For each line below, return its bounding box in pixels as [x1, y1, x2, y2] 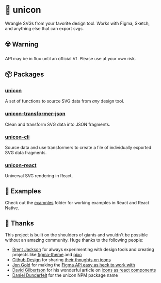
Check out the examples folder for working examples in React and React [5, 200, 149, 206]
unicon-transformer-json [5, 110, 65, 117]
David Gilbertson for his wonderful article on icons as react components [12, 267, 156, 273]
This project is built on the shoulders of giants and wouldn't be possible [5, 232, 148, 237]
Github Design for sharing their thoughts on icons [12, 257, 111, 263]
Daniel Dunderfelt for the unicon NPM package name [12, 272, 118, 278]
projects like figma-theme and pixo [12, 251, 82, 257]
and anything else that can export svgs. [5, 25, 84, 31]
